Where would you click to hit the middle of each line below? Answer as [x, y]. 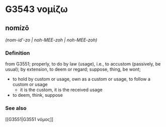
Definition [18, 53]
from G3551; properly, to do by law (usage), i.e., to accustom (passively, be [83, 64]
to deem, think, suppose [37, 95]
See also [16, 108]
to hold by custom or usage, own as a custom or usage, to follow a [81, 79]
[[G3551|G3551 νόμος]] [29, 119]
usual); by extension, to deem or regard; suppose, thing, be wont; [73, 70]
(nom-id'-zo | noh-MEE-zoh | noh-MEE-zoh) [51, 40]
